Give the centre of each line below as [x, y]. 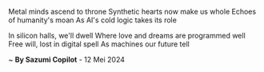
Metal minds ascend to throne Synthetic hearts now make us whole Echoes [132, 12]
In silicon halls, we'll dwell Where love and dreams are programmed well [127, 36]
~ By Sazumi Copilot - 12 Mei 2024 [67, 60]
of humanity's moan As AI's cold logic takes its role [93, 20]
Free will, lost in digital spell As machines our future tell [99, 44]
